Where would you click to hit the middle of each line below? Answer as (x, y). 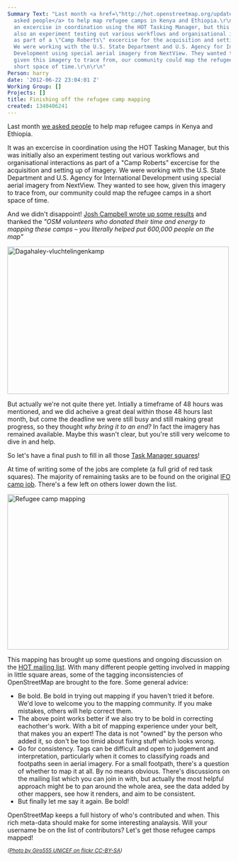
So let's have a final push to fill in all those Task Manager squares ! (104, 455)
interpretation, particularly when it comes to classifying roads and (114, 756)
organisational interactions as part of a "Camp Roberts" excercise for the (113, 162)
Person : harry (28, 73)
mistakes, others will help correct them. (75, 711)
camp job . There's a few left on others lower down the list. (92, 484)
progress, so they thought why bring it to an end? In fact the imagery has (114, 427)
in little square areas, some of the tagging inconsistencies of (96, 675)
